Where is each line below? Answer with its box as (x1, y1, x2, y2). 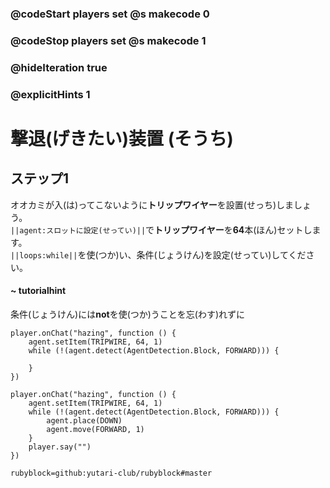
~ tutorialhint (10, 285, 67, 297)
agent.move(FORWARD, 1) (46, 424, 145, 434)
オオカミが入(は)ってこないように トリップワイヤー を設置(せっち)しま (10, 198, 295, 211)
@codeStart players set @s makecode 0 (10, 7, 210, 21)
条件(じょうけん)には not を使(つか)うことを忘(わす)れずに (10, 308, 246, 320)
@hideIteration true (10, 60, 108, 74)
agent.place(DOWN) (46, 415, 123, 426)
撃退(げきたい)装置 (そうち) (10, 127, 234, 150)
